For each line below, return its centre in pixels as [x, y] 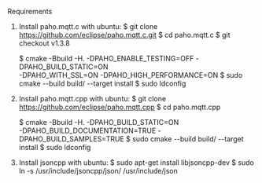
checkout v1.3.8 [44, 43]
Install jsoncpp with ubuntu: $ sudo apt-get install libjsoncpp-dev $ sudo [137, 163]
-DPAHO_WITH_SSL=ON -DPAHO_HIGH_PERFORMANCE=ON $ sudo [131, 75]
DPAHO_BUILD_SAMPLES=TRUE [72, 139]
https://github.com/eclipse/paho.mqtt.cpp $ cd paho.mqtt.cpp [120, 107]
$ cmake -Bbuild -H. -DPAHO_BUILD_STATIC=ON [99, 122]
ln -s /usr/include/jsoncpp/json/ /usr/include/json [98, 171]
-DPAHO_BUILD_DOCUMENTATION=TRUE [87, 130]
